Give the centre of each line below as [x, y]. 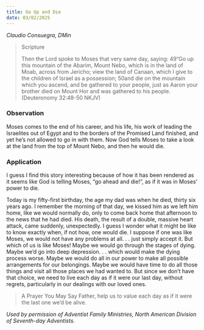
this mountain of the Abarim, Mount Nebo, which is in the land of [102, 65]
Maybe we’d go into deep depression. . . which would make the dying [93, 252]
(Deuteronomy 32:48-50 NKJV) [61, 98]
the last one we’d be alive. [54, 303]
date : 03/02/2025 [28, 18]
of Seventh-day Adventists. [40, 321]
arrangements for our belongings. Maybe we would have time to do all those [102, 265]
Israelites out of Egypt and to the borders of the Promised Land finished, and [102, 133]
